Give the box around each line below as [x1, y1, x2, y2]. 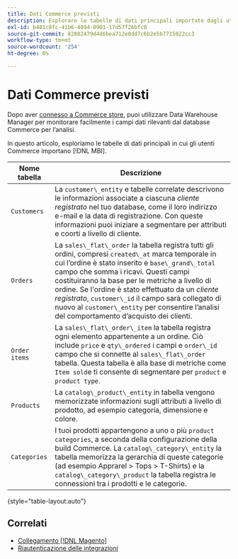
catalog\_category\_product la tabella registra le [55, 470, 216, 480]
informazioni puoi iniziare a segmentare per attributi [55, 219, 227, 229]
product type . [55, 375, 101, 385]
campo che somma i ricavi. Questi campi [55, 267, 190, 277]
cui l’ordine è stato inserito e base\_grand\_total [55, 258, 216, 267]
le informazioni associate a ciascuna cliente [55, 193, 200, 203]
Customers [11, 207, 44, 215]
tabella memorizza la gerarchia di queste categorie [55, 452, 224, 462]
